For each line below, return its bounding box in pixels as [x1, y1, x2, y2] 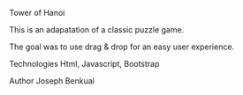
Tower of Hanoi [9, 8, 65, 18]
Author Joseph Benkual [9, 76, 95, 86]
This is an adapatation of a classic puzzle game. [9, 25, 185, 34]
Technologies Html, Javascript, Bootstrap [9, 59, 160, 69]
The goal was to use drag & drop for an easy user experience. [9, 41, 235, 52]
